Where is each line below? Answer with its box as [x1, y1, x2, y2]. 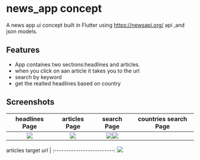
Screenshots [6, 97, 55, 107]
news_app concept [6, 2, 102, 15]
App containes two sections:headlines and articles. [14, 61, 140, 68]
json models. [6, 27, 37, 34]
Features [6, 45, 40, 55]
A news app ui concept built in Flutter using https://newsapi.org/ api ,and [6, 21, 185, 29]
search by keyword [14, 73, 62, 80]
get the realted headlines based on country [14, 80, 121, 87]
